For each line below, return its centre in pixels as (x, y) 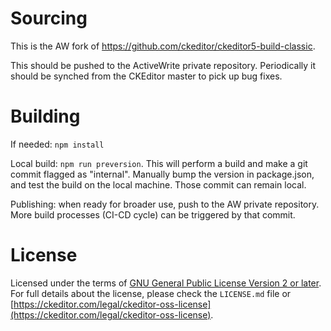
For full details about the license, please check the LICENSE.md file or (151, 293)
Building (45, 116)
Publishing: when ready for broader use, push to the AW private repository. (165, 204)
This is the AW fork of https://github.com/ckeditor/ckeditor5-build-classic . (163, 46)
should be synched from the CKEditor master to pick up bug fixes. (146, 76)
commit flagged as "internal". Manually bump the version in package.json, (162, 174)
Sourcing (49, 18)
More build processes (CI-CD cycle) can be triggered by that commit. (153, 214)
